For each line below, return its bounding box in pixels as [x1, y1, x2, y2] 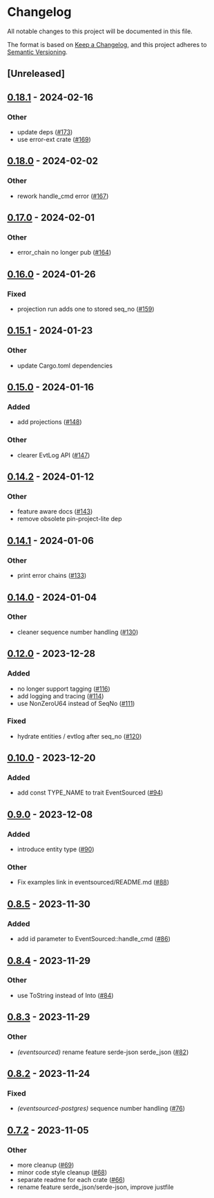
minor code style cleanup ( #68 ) [17, 1168, 108, 1177]
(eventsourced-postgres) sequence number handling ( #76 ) [17, 1105, 185, 1113]
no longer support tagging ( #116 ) [17, 684, 110, 693]
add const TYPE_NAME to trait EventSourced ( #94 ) [17, 788, 164, 797]
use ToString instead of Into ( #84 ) [17, 991, 114, 999]
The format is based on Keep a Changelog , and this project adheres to [7, 40, 207, 48]
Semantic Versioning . [7, 48, 68, 56]
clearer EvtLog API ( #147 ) [17, 451, 90, 459]
